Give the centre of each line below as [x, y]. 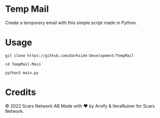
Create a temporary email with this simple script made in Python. [71, 23]
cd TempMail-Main [23, 64]
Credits [21, 92]
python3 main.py [22, 73]
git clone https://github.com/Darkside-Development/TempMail [70, 56]
